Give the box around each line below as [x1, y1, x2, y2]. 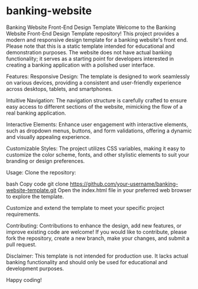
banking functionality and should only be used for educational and [6, 258, 168, 265]
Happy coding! [6, 276, 43, 283]
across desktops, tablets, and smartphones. [6, 85, 113, 92]
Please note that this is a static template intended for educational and [6, 43, 175, 50]
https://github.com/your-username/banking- [70, 180, 178, 187]
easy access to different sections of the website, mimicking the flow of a [6, 103, 183, 110]
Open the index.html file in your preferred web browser [57, 186, 192, 193]
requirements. [6, 210, 40, 217]
